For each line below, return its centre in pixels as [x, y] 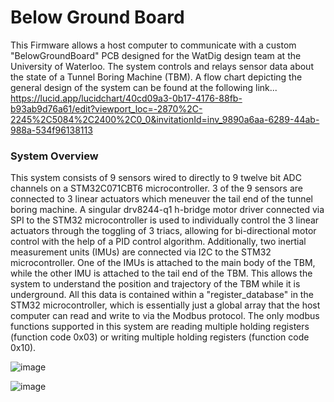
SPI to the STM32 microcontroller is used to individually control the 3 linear [165, 220]
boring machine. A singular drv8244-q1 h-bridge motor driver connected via [167, 210]
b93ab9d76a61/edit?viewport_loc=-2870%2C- [106, 108]
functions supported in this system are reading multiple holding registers [160, 327]
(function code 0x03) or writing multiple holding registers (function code [160, 337]
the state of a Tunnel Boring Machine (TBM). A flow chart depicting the [156, 77]
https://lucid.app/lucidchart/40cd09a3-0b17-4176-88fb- [126, 98]
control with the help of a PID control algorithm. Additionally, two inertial [158, 242]
